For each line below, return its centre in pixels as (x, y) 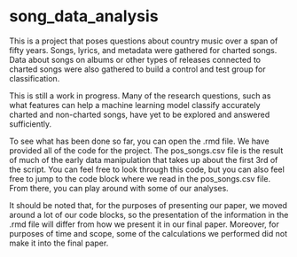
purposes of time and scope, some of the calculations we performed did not (148, 233)
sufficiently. (31, 124)
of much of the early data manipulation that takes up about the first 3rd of (144, 160)
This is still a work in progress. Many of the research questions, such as (140, 96)
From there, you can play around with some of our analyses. (119, 188)
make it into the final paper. (59, 243)
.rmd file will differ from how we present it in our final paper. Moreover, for (144, 224)
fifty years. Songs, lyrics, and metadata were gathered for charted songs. (143, 50)
